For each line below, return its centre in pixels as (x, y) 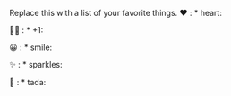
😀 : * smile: (31, 47)
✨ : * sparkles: (36, 64)
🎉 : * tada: (28, 82)
